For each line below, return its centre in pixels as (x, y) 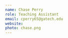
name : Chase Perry (24, 10)
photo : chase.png (23, 28)
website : (14, 23)
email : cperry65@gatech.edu (34, 19)
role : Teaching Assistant (32, 14)
